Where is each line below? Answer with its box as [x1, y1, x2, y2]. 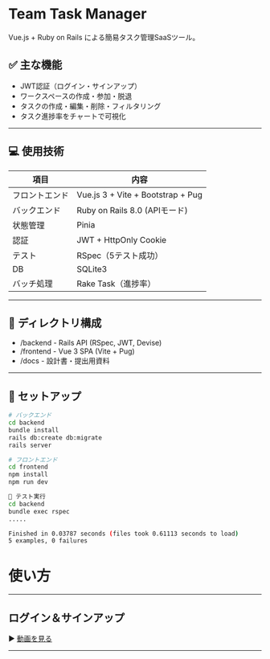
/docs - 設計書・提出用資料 [19, 356, 110, 366]
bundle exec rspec [8, 507, 70, 515]
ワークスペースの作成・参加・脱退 [19, 91, 133, 100]
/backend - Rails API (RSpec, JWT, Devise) [19, 338, 162, 348]
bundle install [8, 426, 59, 434]
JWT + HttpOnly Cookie [76, 234, 167, 245]
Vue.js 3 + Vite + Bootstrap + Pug [76, 189, 203, 200]
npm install [8, 471, 48, 479]
